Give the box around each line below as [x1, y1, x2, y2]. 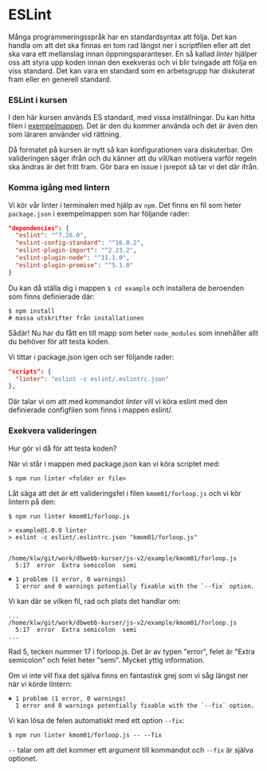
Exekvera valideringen [8, 425, 97, 436]
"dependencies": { [8, 224, 69, 232]
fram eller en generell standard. [8, 74, 112, 84]
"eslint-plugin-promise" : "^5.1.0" [15, 261, 134, 269]
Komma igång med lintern [8, 182, 110, 193]
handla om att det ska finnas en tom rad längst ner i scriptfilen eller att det [8, 40, 251, 50]
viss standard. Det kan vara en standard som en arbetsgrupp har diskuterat [8, 66, 255, 75]
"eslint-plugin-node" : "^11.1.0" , [15, 254, 130, 262]
